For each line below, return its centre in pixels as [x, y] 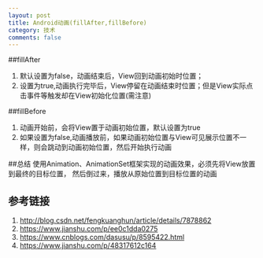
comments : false [35, 37]
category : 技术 [32, 30]
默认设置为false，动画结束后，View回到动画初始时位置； [111, 76]
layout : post [30, 15]
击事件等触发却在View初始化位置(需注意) [85, 96]
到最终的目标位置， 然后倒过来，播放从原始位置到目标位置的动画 [113, 174]
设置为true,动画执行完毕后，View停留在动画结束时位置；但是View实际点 [136, 86]
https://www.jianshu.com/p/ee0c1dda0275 [89, 229]
